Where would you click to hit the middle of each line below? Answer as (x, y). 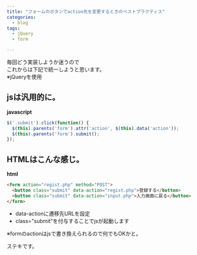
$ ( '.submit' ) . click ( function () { (48, 123)
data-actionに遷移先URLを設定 (53, 213)
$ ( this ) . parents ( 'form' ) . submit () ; (56, 134)
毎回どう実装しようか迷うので (43, 62)
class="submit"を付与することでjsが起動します (72, 221)
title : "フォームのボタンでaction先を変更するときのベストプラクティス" (86, 12)
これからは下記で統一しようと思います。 (56, 69)
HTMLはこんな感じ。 (46, 159)
